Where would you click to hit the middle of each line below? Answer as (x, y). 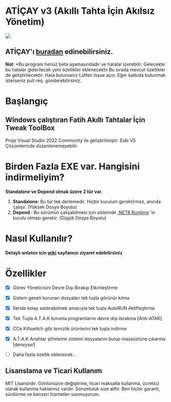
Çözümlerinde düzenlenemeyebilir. (42, 145)
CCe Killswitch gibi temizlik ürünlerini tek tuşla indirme (70, 328)
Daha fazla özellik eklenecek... (45, 354)
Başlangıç (27, 101)
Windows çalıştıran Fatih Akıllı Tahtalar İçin (75, 120)
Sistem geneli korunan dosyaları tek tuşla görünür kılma (71, 298)
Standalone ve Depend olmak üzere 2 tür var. (54, 192)
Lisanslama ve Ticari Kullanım (54, 371)
